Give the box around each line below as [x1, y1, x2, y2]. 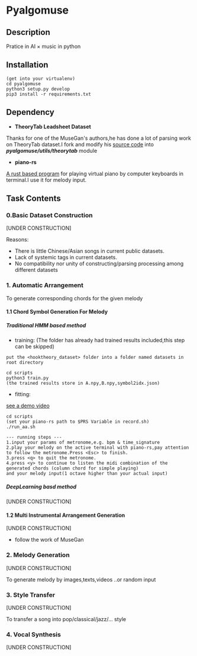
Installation [6, 60, 49, 70]
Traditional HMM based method [6, 321, 86, 329]
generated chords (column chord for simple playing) [6, 465, 139, 471]
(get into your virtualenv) [6, 75, 76, 82]
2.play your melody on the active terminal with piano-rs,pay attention [6, 445, 189, 451]
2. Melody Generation [6, 551, 70, 559]
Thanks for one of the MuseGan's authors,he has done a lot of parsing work [6, 134, 191, 142]
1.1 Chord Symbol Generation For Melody [6, 308, 108, 316]
